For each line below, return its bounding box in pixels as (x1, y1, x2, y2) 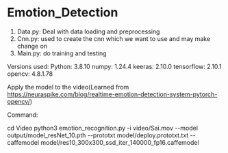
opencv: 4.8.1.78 (7, 70, 53, 78)
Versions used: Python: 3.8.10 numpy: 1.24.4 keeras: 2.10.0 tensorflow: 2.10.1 (7, 62, 222, 70)
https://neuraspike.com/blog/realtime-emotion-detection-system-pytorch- (7, 90, 218, 98)
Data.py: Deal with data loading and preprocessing (16, 27, 160, 36)
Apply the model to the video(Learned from (7, 83, 129, 91)
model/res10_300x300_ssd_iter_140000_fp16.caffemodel (40, 138, 200, 146)
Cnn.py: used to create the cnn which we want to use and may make (16, 34, 211, 42)
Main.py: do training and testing (16, 49, 107, 57)
